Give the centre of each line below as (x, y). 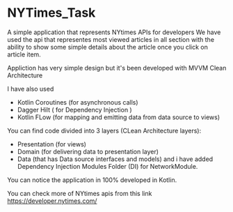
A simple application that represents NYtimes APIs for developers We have (114, 32)
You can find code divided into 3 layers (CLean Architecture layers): (104, 130)
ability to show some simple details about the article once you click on (108, 47)
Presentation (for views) (52, 144)
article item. (24, 54)
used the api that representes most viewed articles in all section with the (111, 39)
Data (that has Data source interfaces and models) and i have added (115, 159)
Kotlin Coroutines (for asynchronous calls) (78, 102)
